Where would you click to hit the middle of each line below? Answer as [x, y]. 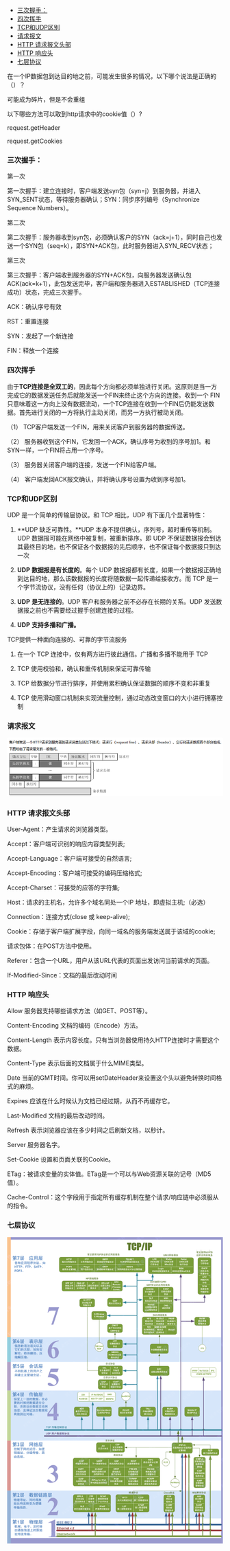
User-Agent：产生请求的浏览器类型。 [59, 829]
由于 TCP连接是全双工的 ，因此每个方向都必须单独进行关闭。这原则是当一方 [112, 386]
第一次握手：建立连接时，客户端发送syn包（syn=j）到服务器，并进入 [104, 191]
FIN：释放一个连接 [33, 351]
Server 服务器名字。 [35, 1145]
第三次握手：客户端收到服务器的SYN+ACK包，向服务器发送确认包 [99, 275]
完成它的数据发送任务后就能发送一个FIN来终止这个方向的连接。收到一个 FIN [114, 395]
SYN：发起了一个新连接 [40, 336]
